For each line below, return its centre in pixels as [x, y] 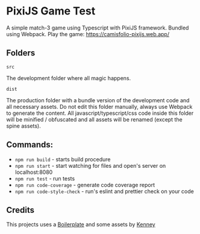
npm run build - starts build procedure [63, 159]
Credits [20, 210]
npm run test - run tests [45, 178]
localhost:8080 [34, 172]
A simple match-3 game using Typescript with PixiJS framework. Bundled [98, 28]
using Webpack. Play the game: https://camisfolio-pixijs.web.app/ [88, 34]
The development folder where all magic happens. [69, 78]
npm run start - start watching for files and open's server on [90, 165]
